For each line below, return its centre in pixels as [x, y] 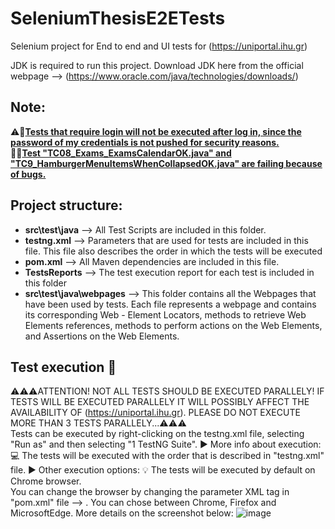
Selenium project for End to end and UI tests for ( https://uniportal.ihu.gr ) [159, 46]
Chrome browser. [46, 481]
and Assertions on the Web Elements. [102, 336]
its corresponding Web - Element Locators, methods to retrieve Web [165, 314]
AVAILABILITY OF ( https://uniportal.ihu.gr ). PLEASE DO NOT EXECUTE [155, 413]
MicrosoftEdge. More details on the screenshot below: [122, 513]
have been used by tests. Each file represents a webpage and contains [170, 304]
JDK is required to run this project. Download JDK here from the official [157, 65]
